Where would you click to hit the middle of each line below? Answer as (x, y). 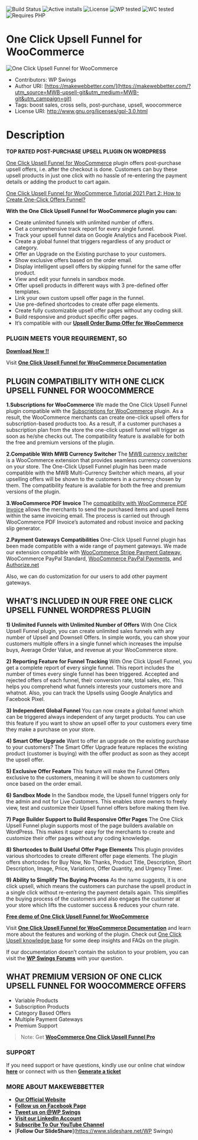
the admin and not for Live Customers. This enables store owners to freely (97, 801)
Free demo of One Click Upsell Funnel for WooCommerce (77, 916)
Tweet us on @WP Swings (48, 1112)
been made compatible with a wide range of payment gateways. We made (97, 546)
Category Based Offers (43, 1013)
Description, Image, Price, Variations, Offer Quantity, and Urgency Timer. (95, 868)
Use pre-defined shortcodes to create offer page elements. (87, 304)
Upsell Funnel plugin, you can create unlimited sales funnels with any (90, 631)
